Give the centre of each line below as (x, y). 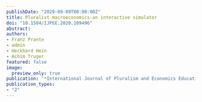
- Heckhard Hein (26, 51)
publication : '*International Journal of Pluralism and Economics (91, 79)
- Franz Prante (25, 40)
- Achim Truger (25, 56)
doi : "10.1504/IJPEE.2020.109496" (50, 23)
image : (14, 67)
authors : (17, 34)
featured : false (26, 62)
